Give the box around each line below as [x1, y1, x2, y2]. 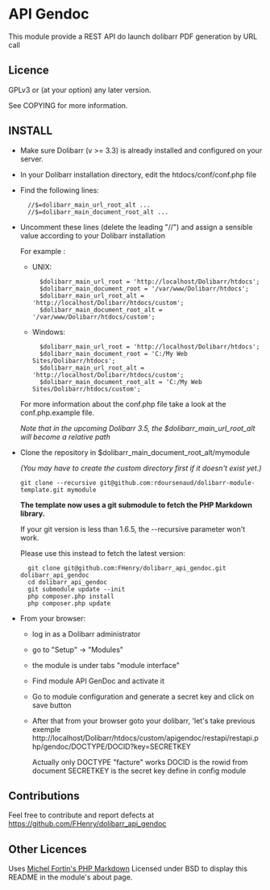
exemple [31, 724, 61, 734]
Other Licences [8, 842, 87, 856]
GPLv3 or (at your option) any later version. [8, 85, 152, 94]
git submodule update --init [27, 585, 126, 593]
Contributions [8, 788, 80, 803]
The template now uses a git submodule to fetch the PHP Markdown [19, 499, 252, 509]
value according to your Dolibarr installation [19, 231, 165, 240]
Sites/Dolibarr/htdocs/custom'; [31, 385, 141, 393]
